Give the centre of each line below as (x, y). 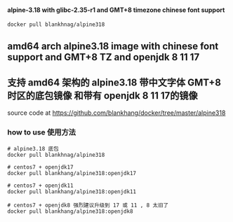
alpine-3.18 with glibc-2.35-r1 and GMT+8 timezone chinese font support (116, 10)
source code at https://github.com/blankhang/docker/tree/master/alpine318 (116, 113)
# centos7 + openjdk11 (40, 186)
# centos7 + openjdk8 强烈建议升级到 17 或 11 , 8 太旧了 (88, 205)
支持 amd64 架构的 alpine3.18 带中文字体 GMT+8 (114, 82)
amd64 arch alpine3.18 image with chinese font (113, 46)
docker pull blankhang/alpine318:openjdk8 (70, 211)
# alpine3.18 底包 (33, 148)
